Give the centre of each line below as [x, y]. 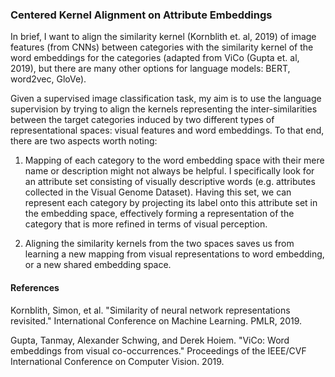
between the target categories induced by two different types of [142, 120]
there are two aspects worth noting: [84, 141]
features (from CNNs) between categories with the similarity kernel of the [162, 47]
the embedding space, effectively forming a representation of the [159, 214]
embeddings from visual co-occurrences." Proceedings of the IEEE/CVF [158, 350]
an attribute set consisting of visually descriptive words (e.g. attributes [170, 182]
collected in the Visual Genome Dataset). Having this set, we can [158, 192]
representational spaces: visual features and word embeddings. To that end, [167, 130]
